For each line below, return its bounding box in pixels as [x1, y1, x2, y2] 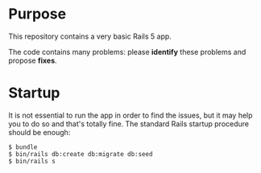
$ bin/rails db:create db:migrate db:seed [8, 150, 153, 158]
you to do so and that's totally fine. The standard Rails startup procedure [8, 118, 250, 129]
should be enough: [8, 127, 71, 137]
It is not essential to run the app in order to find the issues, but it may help [8, 110, 253, 120]
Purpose [8, 5, 67, 23]
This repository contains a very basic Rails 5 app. [8, 31, 172, 41]
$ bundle [8, 142, 38, 151]
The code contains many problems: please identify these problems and [8, 47, 246, 56]
